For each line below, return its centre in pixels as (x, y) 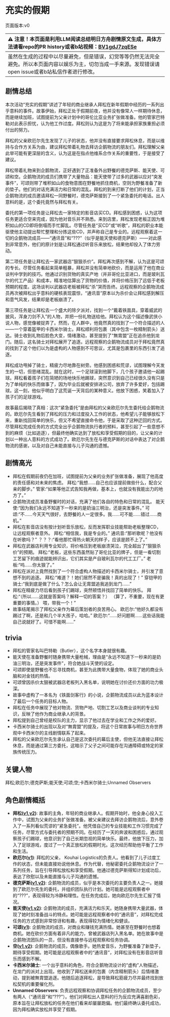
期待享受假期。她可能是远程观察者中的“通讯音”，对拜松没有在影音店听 (86, 952)
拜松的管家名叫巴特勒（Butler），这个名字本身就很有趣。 (71, 650)
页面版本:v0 (17, 25)
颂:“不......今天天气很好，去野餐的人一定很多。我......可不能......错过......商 (87, 514)
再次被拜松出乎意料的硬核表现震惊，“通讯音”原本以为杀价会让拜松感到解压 (87, 293)
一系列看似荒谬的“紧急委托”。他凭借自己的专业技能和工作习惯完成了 (92, 826)
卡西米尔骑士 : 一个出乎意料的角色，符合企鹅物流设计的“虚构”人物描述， (87, 965)
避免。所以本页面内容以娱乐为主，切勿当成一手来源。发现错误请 (84, 64)
